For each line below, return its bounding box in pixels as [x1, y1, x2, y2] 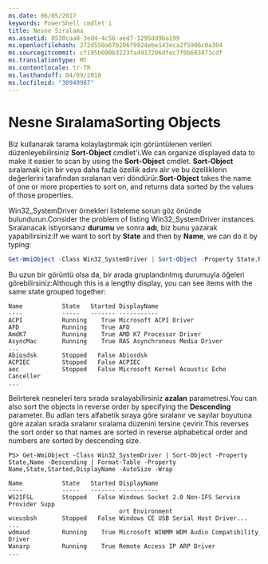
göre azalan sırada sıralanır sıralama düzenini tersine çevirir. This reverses [8, 419, 250, 429]
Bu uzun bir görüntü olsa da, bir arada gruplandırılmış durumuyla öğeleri [8, 270, 245, 280]
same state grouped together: [8, 287, 106, 297]
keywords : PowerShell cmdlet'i [8, 19, 112, 27]
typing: [8, 240, 32, 250]
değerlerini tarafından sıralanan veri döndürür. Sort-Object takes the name [8, 174, 252, 183]
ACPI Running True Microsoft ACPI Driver [8, 317, 195, 325]
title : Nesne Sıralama [8, 26, 84, 34]
